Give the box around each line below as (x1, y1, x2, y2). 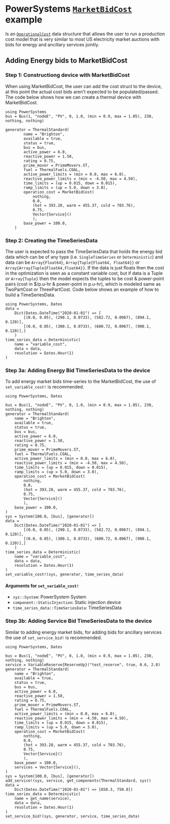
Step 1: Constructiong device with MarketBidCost (5, 72, 130, 79)
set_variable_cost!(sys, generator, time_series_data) (5, 572, 124, 577)
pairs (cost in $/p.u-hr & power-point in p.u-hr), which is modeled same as (5, 281, 161, 287)
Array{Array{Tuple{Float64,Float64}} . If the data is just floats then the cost (5, 264, 164, 270)
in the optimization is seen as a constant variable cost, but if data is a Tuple (5, 270, 163, 276)
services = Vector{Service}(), (14, 764, 81, 770)
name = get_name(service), (14, 795, 72, 801)
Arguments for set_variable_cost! (5, 583, 79, 589)
